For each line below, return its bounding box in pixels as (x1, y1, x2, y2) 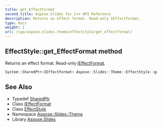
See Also (5, 83, 32, 91)
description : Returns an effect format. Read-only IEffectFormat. (5, 16, 141, 21)
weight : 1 (5, 25, 25, 30)
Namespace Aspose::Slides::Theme (12, 111, 83, 117)
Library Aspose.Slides (12, 116, 56, 122)
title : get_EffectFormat (5, 7, 55, 12)
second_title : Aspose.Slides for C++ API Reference (5, 12, 111, 16)
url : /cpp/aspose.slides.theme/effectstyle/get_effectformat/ (5, 29, 133, 34)
